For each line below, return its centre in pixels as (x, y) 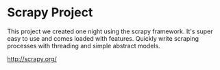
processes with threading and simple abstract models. (84, 46)
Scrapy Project (50, 13)
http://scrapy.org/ (32, 58)
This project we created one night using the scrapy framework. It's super (110, 31)
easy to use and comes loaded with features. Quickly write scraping (103, 38)
